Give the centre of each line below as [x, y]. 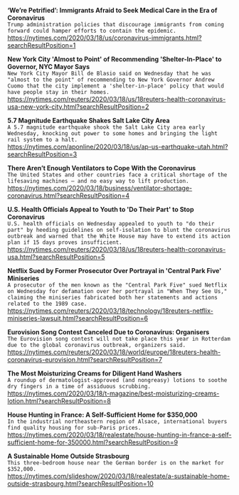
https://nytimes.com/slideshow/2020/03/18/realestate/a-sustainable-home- [118, 476]
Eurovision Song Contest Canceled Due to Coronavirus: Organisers [108, 332]
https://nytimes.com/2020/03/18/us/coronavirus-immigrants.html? [105, 38]
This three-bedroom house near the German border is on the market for [116, 463]
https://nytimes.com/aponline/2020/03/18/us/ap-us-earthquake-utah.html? [118, 147]
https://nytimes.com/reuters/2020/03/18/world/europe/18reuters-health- [114, 352]
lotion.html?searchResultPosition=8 [59, 401]
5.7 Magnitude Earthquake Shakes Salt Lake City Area [89, 121]
